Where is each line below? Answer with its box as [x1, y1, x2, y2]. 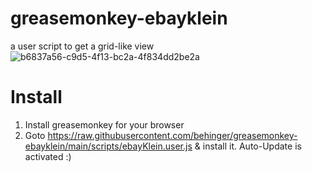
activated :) [24, 150, 72, 162]
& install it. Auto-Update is [194, 140, 302, 152]
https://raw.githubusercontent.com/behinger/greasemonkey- [47, 129, 298, 141]
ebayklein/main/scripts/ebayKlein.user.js [24, 140, 193, 152]
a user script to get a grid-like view [10, 40, 155, 52]
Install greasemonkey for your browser [24, 118, 185, 131]
